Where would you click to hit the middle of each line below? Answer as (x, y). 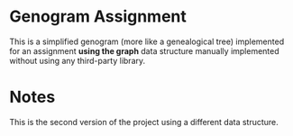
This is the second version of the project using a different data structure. (144, 122)
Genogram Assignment (98, 17)
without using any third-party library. (78, 60)
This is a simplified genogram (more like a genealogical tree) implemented (147, 41)
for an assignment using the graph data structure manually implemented (144, 50)
